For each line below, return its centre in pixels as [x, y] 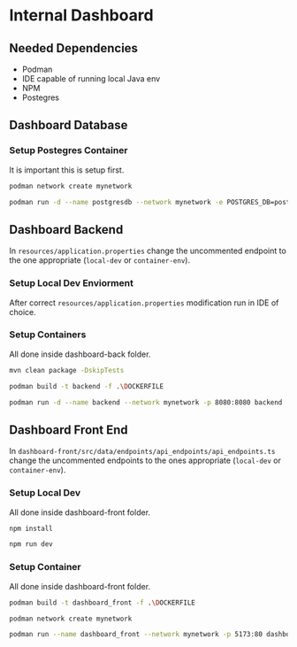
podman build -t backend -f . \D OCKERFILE [87, 386]
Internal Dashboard [81, 15]
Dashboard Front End [69, 430]
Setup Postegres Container [69, 150]
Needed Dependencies [74, 48]
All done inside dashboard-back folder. [80, 354]
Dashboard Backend [66, 230]
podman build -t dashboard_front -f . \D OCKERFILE [103, 603]
